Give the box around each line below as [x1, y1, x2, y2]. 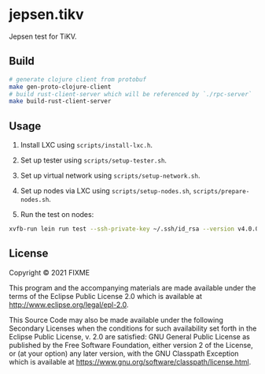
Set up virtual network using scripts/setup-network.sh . [20, 171, 201, 181]
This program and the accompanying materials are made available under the [9, 282, 256, 293]
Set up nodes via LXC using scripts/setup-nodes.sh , [20, 186, 192, 196]
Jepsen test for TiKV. [9, 32, 77, 41]
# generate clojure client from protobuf [9, 75, 147, 84]
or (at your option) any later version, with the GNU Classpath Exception [9, 349, 239, 358]
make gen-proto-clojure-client [9, 83, 112, 91]
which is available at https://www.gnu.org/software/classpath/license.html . [9, 357, 252, 366]
